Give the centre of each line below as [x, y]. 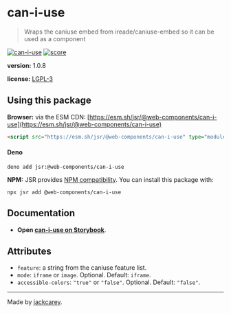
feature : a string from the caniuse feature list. [82, 268]
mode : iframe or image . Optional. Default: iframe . [84, 275]
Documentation [41, 213]
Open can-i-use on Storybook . [62, 230]
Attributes [29, 252]
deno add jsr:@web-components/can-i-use [66, 167]
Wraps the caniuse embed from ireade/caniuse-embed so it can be [119, 32]
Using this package [49, 101]
